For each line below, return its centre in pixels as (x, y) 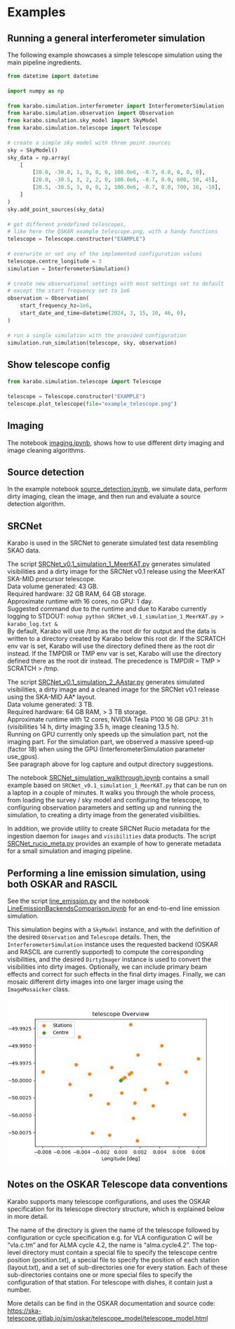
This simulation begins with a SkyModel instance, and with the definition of (114, 929)
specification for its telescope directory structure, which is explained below (116, 1209)
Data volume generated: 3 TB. (51, 705)
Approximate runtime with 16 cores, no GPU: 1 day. (80, 602)
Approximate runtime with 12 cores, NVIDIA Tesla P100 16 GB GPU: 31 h (110, 720)
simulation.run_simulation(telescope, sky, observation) (92, 343)
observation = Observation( (48, 298)
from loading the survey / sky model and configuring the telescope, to (108, 800)
